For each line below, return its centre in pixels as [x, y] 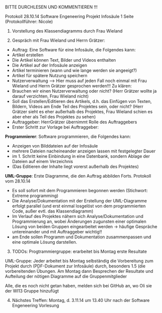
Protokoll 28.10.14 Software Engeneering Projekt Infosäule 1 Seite [69, 16]
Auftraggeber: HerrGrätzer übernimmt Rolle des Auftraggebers [74, 122]
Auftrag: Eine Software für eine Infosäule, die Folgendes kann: [74, 50]
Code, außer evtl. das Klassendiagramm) [52, 211]
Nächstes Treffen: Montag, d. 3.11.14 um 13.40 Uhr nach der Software [81, 300]
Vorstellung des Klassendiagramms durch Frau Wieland [67, 31]
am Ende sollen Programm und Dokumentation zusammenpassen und [81, 237]
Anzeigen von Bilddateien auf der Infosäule [55, 146]
